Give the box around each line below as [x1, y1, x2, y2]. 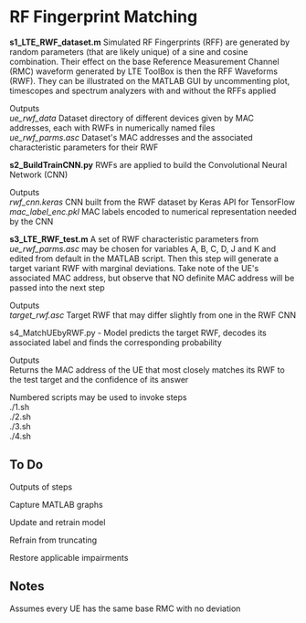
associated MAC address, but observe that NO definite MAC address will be [9, 272, 295, 283]
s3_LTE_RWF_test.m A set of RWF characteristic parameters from [9, 233, 259, 244]
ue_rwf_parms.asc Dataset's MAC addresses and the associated [9, 132, 253, 143]
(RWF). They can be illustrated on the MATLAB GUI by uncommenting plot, [9, 75, 290, 86]
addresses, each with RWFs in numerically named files [9, 121, 216, 133]
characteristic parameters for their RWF [9, 142, 159, 153]
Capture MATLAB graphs [9, 499, 103, 510]
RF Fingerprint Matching [9, 6, 198, 27]
